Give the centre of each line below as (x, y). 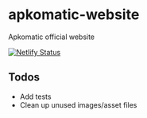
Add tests (35, 96)
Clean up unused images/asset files (78, 104)
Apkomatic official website (52, 37)
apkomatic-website (74, 15)
